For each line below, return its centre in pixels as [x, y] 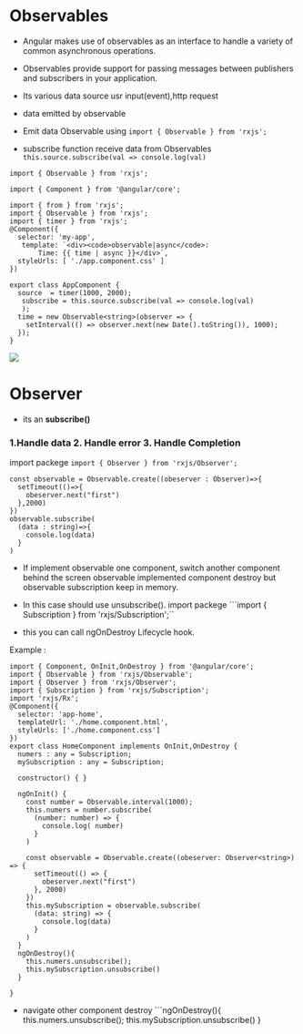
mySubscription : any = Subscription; [91, 763]
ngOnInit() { [42, 794]
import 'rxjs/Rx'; [44, 699]
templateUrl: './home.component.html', [93, 722]
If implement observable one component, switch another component [151, 568]
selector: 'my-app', [56, 237]
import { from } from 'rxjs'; [67, 205]
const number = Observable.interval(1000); [110, 803]
